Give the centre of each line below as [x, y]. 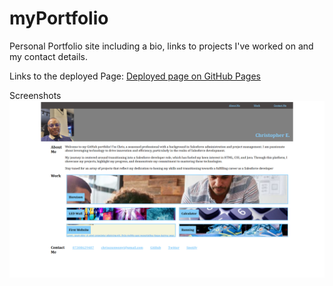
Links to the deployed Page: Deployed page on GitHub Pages [135, 76]
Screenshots [35, 95]
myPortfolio [59, 18]
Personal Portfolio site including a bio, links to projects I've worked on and [161, 46]
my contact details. [49, 56]
